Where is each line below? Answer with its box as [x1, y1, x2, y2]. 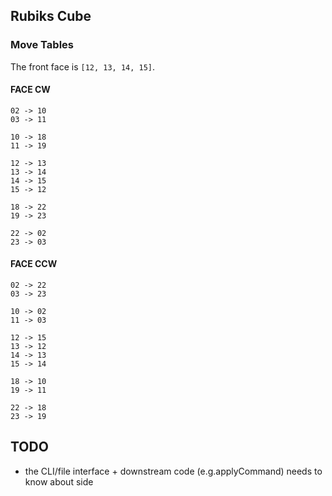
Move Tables [10, 38, 74, 52]
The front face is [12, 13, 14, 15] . [10, 60, 156, 73]
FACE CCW [10, 258, 58, 270]
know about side [24, 475, 94, 488]
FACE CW [10, 84, 51, 96]
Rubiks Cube [10, 8, 92, 25]
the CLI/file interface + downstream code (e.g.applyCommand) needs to [24, 465, 323, 477]
